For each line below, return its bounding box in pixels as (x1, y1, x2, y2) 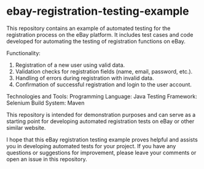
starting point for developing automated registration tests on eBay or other (6, 118, 195, 125)
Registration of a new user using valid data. (15, 61, 125, 69)
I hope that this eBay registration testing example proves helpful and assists (6, 136, 198, 143)
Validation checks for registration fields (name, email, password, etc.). (15, 67, 193, 75)
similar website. (6, 124, 46, 131)
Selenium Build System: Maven (6, 99, 85, 107)
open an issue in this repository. (6, 155, 87, 163)
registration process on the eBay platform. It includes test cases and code (6, 31, 194, 38)
